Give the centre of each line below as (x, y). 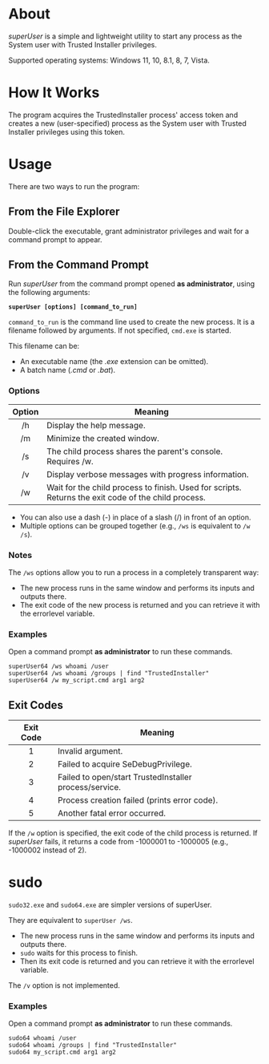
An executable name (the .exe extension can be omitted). (114, 362)
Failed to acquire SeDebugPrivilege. (124, 764)
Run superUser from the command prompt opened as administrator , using (132, 284)
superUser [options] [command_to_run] (73, 307)
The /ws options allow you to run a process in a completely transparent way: (134, 572)
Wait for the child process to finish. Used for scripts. (144, 487)
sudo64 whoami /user (43, 1038)
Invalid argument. (90, 751)
